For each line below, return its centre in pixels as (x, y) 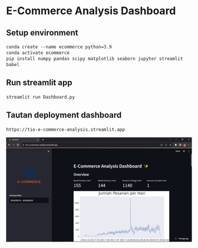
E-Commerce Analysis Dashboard (91, 11)
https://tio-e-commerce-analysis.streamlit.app (66, 129)
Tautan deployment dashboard (64, 115)
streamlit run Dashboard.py (41, 97)
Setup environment (42, 33)
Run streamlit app (39, 83)
